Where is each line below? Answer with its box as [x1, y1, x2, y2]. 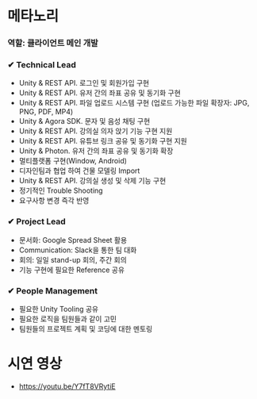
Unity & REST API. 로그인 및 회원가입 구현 [18, 79, 150, 88]
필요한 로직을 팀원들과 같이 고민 [18, 314, 117, 324]
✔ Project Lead [7, 216, 67, 227]
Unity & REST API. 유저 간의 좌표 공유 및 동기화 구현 [18, 88, 182, 98]
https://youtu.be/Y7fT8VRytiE [18, 382, 116, 391]
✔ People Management [7, 285, 98, 296]
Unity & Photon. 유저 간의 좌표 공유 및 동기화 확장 [18, 146, 174, 155]
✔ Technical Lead [7, 59, 76, 71]
